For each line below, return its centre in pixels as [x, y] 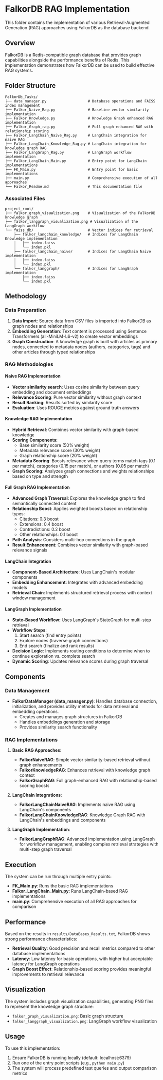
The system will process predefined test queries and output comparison [84, 1068]
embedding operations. [36, 712]
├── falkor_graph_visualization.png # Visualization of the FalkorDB [80, 213]
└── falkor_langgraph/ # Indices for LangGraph [76, 268]
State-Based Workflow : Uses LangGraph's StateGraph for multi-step [81, 620]
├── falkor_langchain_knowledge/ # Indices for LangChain [76, 234]
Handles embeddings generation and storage [65, 722]
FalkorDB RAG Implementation [67, 9]
